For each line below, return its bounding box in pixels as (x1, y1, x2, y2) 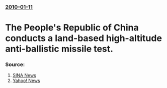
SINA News (12, 72, 36, 78)
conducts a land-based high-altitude (5, 32, 162, 44)
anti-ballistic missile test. (5, 43, 114, 54)
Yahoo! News (12, 77, 40, 83)
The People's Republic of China (5, 22, 139, 33)
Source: (5, 61, 25, 68)
